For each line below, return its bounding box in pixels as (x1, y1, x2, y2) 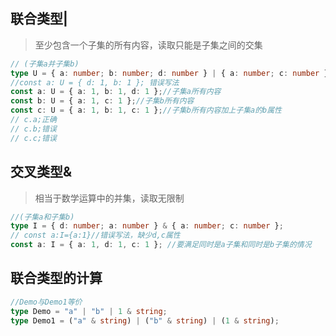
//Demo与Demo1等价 (10, 297, 83, 307)
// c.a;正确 (10, 115, 57, 125)
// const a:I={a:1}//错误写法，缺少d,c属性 (10, 230, 181, 241)
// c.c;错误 (10, 133, 57, 143)
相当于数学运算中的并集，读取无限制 (34, 192, 185, 204)
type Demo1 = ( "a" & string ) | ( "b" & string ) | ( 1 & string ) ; (10, 315, 280, 326)
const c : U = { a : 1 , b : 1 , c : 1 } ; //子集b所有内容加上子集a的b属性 (10, 105, 283, 116)
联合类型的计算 (10, 270, 103, 287)
